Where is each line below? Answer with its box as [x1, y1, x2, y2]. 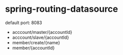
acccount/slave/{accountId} [12, 34, 69, 40]
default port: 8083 [5, 20, 42, 26]
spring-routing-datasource [5, 3, 118, 15]
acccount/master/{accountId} [12, 29, 72, 35]
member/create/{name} [12, 39, 61, 45]
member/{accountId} [12, 45, 55, 51]
